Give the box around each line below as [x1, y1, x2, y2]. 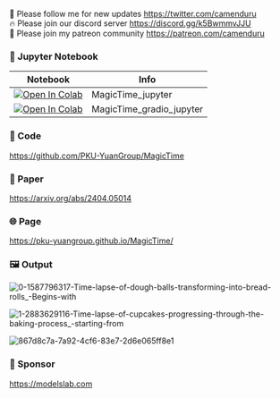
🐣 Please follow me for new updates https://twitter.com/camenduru [9, 9, 257, 19]
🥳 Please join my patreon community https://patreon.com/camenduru [9, 28, 266, 38]
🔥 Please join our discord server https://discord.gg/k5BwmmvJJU [9, 18, 252, 29]
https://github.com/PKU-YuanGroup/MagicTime [9, 150, 185, 161]
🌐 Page [9, 215, 42, 227]
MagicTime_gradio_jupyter [91, 103, 204, 115]
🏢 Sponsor [9, 358, 55, 370]
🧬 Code [9, 130, 42, 142]
